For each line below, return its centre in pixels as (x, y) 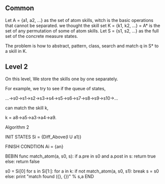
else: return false (22, 161)
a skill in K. (16, 51)
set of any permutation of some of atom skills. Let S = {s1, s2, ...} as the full (82, 31)
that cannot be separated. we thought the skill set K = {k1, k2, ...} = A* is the (83, 25)
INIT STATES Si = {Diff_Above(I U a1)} (43, 137)
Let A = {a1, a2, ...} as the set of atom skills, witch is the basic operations (79, 20)
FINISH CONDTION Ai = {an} (34, 146)
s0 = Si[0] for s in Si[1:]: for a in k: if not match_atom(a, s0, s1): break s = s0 (82, 171)
